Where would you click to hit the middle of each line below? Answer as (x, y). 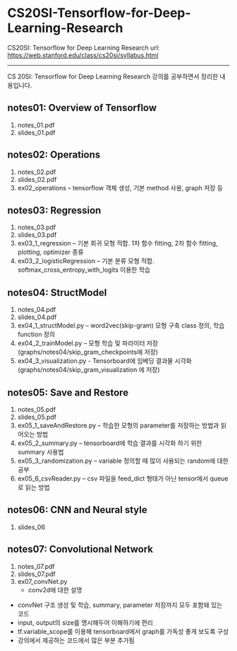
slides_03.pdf (37, 235)
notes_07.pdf (36, 566)
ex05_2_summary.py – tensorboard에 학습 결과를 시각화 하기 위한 (110, 443)
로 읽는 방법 (34, 487)
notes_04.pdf (37, 310)
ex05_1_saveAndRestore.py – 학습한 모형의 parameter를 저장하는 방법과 (118, 425)
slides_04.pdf (37, 317)
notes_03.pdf (37, 227)
